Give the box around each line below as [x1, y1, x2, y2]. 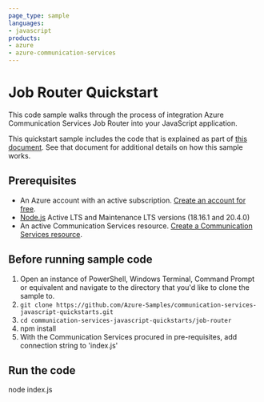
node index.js [8, 385, 53, 395]
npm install [19, 324, 57, 333]
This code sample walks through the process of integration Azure [8, 110, 224, 119]
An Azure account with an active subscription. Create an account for [19, 195, 246, 205]
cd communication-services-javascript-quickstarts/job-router [19, 316, 232, 324]
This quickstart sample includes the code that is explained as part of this [8, 134, 248, 143]
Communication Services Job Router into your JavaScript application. [8, 118, 238, 128]
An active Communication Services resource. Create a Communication [19, 221, 254, 231]
